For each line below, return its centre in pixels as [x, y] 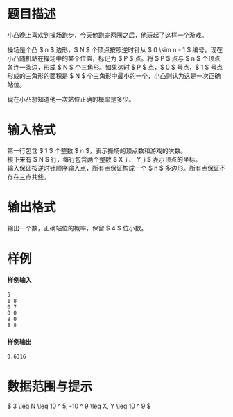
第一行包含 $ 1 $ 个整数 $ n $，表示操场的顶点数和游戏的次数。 [97, 150]
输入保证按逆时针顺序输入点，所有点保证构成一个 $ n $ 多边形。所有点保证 [113, 168]
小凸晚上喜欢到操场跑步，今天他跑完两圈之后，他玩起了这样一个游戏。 [107, 35]
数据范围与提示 [50, 386]
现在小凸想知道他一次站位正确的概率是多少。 [71, 99]
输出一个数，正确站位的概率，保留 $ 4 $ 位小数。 [77, 228]
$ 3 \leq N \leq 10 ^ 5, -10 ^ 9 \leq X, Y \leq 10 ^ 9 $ [79, 406]
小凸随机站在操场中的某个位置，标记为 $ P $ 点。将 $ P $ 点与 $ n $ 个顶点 [114, 58]
